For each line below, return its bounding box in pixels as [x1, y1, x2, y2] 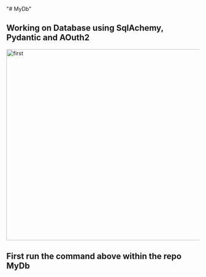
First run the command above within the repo [6, 251, 182, 262]
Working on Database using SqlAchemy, [6, 23, 164, 33]
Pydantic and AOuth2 [6, 32, 90, 43]
